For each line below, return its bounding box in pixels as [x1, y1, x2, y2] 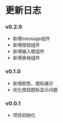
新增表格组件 [12, 55, 40, 61]
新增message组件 [12, 35, 50, 42]
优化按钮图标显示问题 [12, 87, 58, 93]
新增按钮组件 [12, 42, 40, 48]
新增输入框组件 [12, 48, 45, 54]
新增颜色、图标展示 [12, 80, 54, 86]
